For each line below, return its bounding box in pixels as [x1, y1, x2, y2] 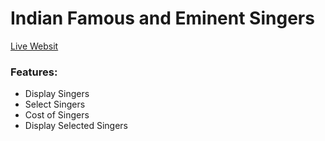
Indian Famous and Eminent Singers [10, 7, 315, 30]
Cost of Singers [24, 109, 90, 121]
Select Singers [24, 98, 86, 111]
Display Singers [24, 88, 90, 100]
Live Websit [10, 40, 59, 52]
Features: [10, 65, 58, 79]
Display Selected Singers [24, 120, 128, 132]
